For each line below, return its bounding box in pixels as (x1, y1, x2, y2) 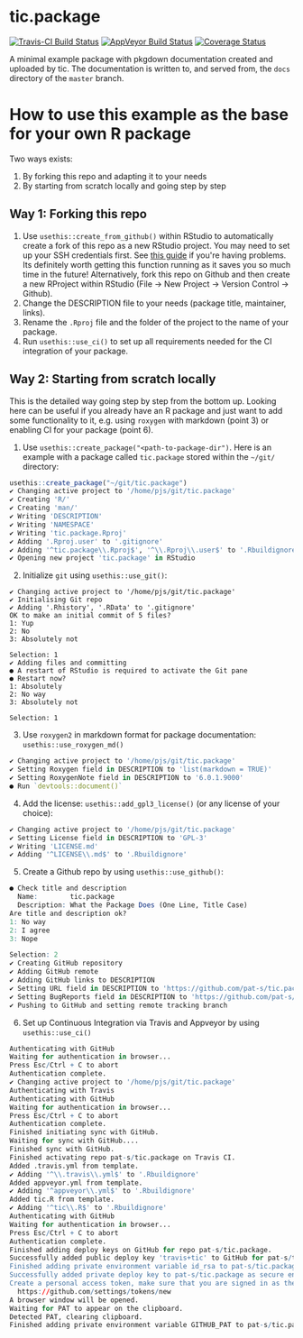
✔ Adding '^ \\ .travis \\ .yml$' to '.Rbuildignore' (9, 1169, 200, 1178)
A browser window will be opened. (9, 1296, 140, 1305)
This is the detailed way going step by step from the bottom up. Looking (9, 395, 277, 407)
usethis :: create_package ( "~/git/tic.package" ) (9, 478, 188, 488)
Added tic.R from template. (9, 1195, 115, 1205)
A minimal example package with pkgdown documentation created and (9, 53, 273, 64)
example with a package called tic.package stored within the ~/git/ (22, 451, 276, 462)
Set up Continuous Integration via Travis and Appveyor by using (22, 1017, 260, 1028)
